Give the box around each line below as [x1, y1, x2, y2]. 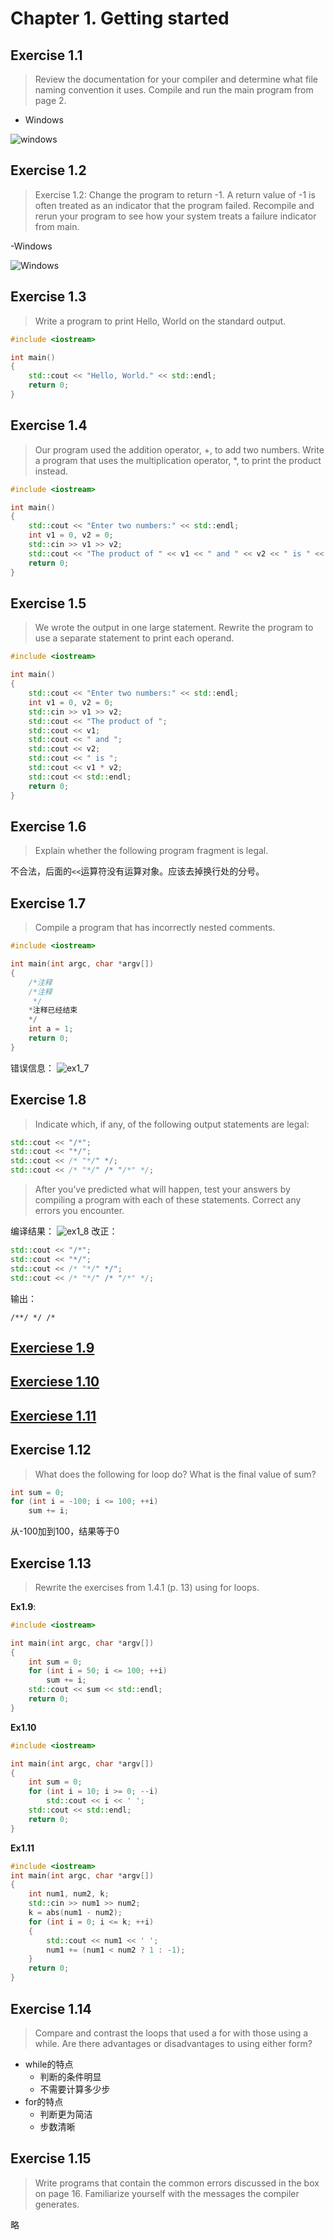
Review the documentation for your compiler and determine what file [34, 73, 319, 85]
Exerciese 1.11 [10, 1407, 97, 1424]
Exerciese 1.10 [10, 1373, 100, 1391]
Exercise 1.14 [10, 2000, 92, 2017]
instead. [34, 465, 69, 477]
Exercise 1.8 [10, 1092, 87, 1109]
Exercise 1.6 [10, 818, 87, 835]
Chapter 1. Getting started [10, 7, 230, 30]
